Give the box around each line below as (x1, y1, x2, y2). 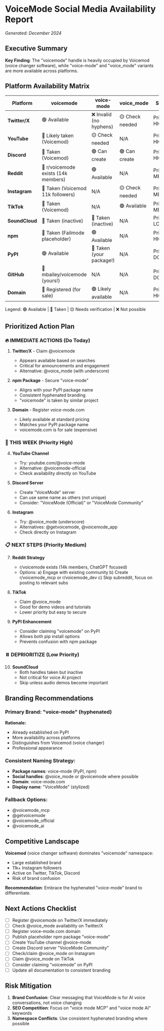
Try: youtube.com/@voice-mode (19, 460, 85, 465)
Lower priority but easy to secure (19, 609, 86, 615)
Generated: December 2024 (5, 30, 62, 36)
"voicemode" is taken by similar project (19, 397, 99, 403)
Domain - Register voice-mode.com (12, 407, 85, 413)
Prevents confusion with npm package (19, 639, 97, 644)
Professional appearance (12, 745, 62, 751)
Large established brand (12, 860, 61, 866)
